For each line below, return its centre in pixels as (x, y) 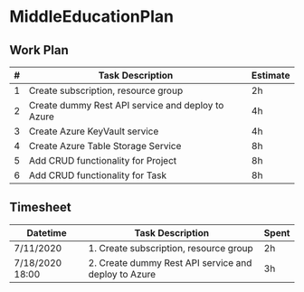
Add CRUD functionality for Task (98, 175)
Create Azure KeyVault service (94, 131)
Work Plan (39, 50)
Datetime (47, 232)
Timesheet (40, 207)
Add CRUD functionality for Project (103, 160)
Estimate (271, 75)
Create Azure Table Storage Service (105, 146)
